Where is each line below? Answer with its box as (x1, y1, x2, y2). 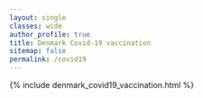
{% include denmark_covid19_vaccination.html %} (9, 80, 195, 90)
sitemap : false (9, 47, 67, 56)
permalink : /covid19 (9, 55, 88, 64)
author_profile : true (9, 30, 91, 39)
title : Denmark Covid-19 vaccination (9, 38, 152, 48)
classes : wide (9, 22, 63, 31)
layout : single (9, 13, 67, 22)
